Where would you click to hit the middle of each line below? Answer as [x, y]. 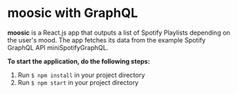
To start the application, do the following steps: [79, 61]
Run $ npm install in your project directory [81, 75]
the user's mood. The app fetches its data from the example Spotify [107, 40]
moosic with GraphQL [73, 13]
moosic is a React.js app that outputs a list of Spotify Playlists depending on [119, 33]
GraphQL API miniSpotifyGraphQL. [58, 47]
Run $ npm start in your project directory [78, 82]
